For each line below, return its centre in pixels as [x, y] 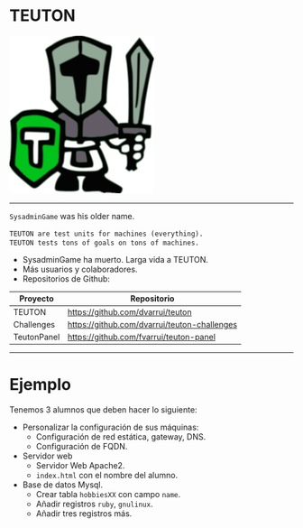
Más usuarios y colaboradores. [80, 269]
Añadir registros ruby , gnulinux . [94, 504]
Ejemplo [41, 384]
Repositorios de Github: [66, 278]
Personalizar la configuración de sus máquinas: [110, 427]
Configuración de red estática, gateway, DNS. [121, 436]
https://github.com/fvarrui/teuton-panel [142, 337]
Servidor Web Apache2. [80, 465]
